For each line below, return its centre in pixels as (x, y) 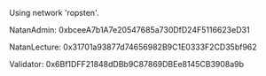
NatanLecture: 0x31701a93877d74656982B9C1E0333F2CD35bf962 (133, 47)
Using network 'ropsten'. (54, 13)
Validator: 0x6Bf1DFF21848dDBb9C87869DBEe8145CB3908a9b (127, 64)
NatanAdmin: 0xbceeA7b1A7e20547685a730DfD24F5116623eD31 (129, 30)
